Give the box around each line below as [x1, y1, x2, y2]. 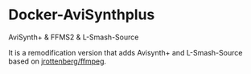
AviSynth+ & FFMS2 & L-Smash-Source [8, 32, 139, 42]
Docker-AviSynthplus [8, 6, 155, 24]
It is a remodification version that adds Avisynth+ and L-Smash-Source [8, 47, 243, 57]
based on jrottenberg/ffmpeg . [8, 56, 107, 66]
